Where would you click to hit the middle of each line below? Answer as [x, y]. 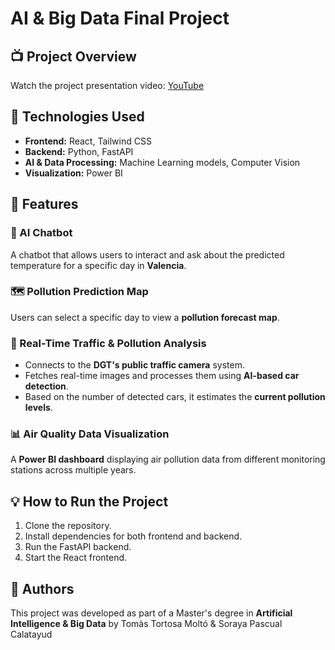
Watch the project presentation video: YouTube [107, 85]
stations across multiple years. [73, 470]
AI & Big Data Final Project [120, 18]
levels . [38, 408]
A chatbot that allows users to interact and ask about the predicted [147, 254]
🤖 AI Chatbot [41, 233]
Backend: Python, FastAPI [79, 151]
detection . [46, 386]
